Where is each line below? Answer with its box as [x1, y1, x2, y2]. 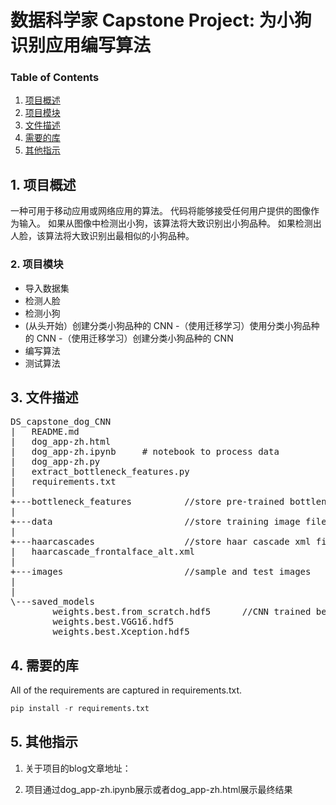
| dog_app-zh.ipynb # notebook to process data [10, 446, 280, 458]
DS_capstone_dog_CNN [10, 416, 112, 428]
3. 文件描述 [10, 389, 79, 406]
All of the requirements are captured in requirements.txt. [10, 684, 243, 696]
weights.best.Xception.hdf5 [52, 626, 190, 638]
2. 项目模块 [10, 257, 64, 271]
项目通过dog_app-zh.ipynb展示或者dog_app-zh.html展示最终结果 [24, 783, 293, 795]
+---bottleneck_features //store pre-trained [10, 496, 285, 508]
